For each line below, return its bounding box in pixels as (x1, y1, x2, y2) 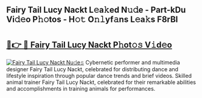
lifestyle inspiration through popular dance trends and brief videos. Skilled (6, 72, 192, 79)
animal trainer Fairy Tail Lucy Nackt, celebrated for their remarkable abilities (6, 79, 197, 86)
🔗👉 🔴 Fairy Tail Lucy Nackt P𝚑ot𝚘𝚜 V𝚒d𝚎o (6, 40, 172, 50)
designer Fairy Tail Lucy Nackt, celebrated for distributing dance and (6, 66, 178, 72)
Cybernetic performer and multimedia (85, 59, 181, 66)
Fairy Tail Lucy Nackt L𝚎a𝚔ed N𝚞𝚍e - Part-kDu (6, 5, 186, 15)
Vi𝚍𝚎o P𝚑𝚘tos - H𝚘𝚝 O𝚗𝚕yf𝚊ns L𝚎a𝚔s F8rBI (6, 15, 178, 25)
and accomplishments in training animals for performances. (6, 85, 156, 92)
